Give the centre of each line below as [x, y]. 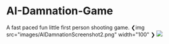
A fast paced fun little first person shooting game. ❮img [75, 27]
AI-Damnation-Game [60, 11]
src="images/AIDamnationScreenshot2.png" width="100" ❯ [81, 34]
